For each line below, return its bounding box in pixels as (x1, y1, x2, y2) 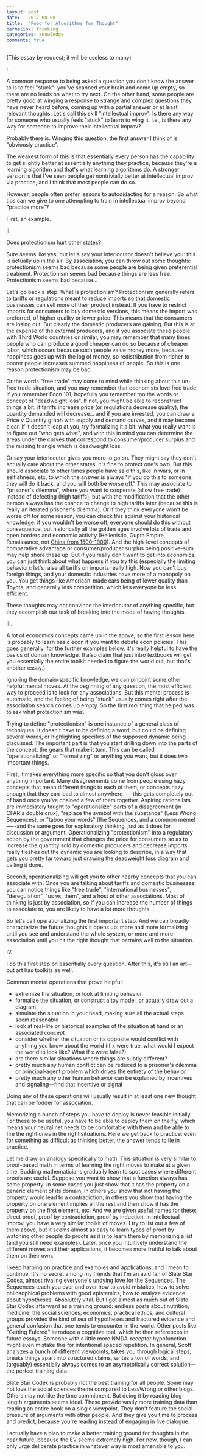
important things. (6, 759, 49, 766)
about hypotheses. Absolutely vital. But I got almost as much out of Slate (6, 1296, 189, 1303)
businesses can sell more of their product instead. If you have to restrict (6, 301, 187, 308)
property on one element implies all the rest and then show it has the (6, 1200, 178, 1207)
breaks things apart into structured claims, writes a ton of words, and (6, 1354, 180, 1361)
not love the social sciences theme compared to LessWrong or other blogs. (6, 1385, 195, 1393)
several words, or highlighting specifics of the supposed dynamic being (6, 733, 186, 740)
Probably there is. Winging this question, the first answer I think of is (6, 135, 178, 142)
